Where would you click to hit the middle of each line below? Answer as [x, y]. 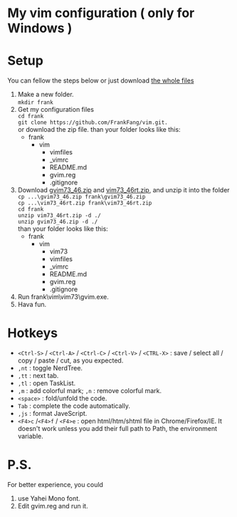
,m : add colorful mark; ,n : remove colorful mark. [90, 391]
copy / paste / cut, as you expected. [70, 360]
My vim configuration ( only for [101, 13]
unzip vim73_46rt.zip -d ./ [59, 216]
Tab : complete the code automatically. [74, 406]
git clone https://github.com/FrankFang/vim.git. [93, 122]
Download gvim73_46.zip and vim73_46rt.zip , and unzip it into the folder [123, 190]
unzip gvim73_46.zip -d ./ [58, 222]
